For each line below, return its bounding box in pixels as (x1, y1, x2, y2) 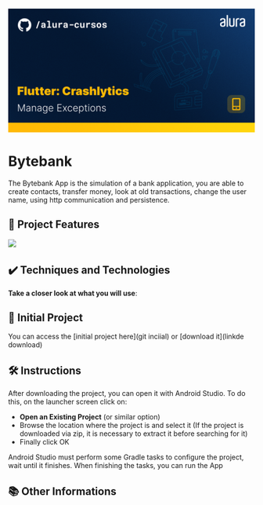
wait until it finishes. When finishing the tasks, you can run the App (8, 461, 223, 470)
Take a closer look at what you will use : (8, 288, 138, 298)
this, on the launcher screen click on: (8, 397, 128, 407)
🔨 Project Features (8, 218, 100, 232)
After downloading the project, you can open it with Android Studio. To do (8, 389, 246, 398)
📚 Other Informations (8, 485, 117, 498)
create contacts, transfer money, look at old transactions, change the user (8, 186, 247, 196)
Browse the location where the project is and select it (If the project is (19, 421, 244, 430)
